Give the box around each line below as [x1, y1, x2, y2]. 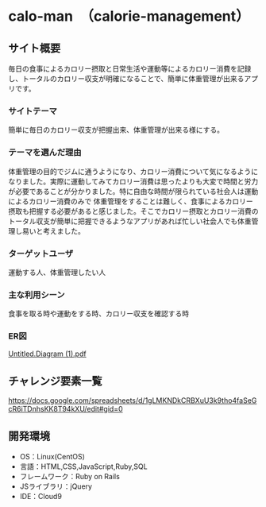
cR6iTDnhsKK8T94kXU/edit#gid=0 [8, 404, 123, 414]
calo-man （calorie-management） [8, 7, 250, 25]
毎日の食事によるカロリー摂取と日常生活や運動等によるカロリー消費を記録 [8, 64, 252, 73]
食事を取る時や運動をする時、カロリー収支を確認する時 [8, 309, 189, 319]
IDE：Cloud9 [19, 492, 62, 501]
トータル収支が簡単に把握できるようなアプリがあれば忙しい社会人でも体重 [8, 216, 252, 226]
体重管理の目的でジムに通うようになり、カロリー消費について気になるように [8, 166, 259, 176]
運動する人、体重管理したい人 [8, 267, 106, 277]
